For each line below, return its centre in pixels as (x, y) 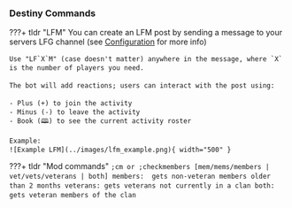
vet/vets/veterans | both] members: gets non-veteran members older (140, 177)
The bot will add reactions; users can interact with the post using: (142, 86)
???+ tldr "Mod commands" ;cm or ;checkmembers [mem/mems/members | (139, 166)
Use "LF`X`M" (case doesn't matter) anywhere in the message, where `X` (146, 59)
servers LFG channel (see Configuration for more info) (108, 42)
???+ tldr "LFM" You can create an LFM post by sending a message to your (146, 33)
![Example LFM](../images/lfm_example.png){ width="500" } (120, 150)
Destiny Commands (52, 13)
